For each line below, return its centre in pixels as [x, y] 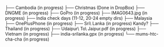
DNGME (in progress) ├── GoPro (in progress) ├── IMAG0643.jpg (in [76, 13]
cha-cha [14, 39]
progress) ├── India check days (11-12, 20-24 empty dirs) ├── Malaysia [79, 18]
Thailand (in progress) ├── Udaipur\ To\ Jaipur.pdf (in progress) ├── [76, 29]
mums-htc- [147, 34]
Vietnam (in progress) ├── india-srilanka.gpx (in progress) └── [70, 34]
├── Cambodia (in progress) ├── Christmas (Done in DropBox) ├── [75, 8]
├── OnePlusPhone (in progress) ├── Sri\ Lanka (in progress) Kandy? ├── [82, 23]
